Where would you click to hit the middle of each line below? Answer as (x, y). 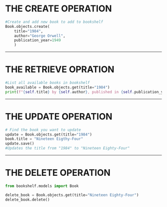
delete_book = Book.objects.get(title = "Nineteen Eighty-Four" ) (72, 195)
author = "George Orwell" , (40, 36)
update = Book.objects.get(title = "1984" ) (49, 135)
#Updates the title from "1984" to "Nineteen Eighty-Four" (68, 148)
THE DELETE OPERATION (58, 173)
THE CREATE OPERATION (59, 9)
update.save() (20, 144)
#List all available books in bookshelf (48, 83)
